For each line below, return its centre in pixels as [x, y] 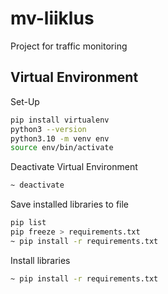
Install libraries [40, 260]
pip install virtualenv [60, 120]
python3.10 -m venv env [60, 138]
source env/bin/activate [62, 148]
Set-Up [25, 101]
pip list [28, 223]
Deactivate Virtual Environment [74, 167]
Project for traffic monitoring [69, 46]
